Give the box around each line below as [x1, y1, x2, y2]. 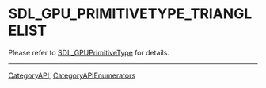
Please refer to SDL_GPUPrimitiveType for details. [8, 48, 170, 57]
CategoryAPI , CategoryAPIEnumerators [8, 71, 136, 80]
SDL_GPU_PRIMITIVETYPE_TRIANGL [8, 5, 253, 23]
